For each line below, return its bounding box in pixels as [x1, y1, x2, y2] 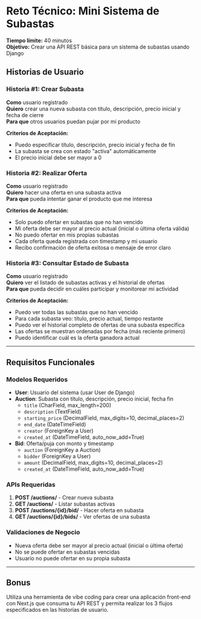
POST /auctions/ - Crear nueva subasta [14, 494, 114, 501]
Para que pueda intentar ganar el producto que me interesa [6, 195, 153, 202]
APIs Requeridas [6, 480, 56, 489]
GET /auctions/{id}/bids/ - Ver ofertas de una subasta [14, 513, 151, 521]
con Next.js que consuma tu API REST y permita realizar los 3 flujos [6, 600, 173, 607]
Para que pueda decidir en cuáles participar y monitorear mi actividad [6, 285, 179, 292]
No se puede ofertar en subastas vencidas [14, 548, 120, 555]
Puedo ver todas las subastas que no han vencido [14, 309, 138, 316]
